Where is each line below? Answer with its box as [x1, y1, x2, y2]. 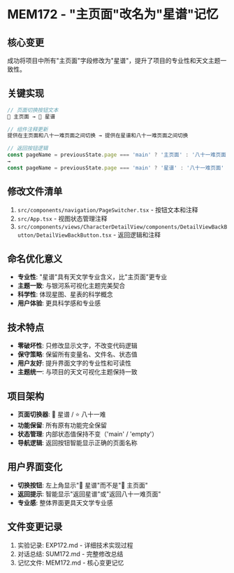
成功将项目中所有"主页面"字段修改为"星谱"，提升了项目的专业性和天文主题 [7, 57, 221, 64]
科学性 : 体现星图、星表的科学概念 [17, 290, 113, 298]
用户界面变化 [7, 461, 63, 473]
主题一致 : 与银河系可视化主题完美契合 [17, 282, 126, 290]
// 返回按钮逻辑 [7, 145, 48, 152]
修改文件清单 [7, 186, 63, 198]
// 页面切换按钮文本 [7, 106, 59, 113]
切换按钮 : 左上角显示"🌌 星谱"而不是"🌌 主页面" [17, 481, 149, 489]
